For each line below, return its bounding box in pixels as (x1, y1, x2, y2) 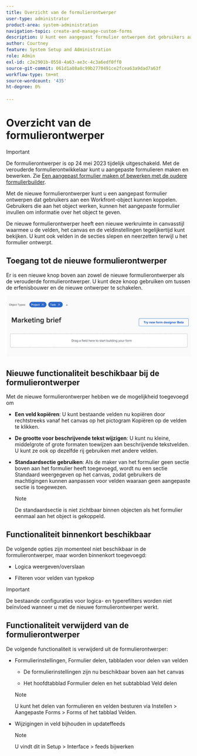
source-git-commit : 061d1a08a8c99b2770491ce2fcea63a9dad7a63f (6, 65, 161, 71)
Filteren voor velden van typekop (14, 574, 95, 581)
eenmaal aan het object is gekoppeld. (14, 512, 106, 519)
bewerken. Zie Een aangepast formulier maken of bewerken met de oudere (6, 172, 188, 179)
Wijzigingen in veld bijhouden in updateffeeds (14, 720, 125, 727)
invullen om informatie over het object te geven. (6, 208, 122, 215)
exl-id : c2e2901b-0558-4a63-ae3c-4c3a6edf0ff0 (6, 59, 122, 65)
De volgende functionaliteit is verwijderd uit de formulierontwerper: (6, 645, 168, 652)
